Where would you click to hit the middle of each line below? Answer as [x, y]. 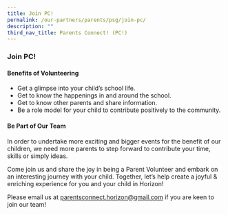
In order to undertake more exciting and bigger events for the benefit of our [114, 141]
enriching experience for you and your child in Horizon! [85, 183]
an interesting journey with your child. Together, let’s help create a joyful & [112, 177]
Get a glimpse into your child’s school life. [76, 88]
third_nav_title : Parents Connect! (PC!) [68, 33]
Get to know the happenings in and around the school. [94, 95]
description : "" [30, 26]
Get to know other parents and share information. [87, 103]
